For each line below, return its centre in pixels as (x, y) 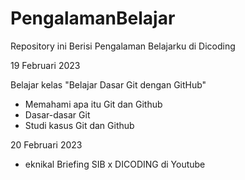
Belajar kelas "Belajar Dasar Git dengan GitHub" (108, 84)
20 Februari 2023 (46, 144)
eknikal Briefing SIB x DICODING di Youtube (115, 164)
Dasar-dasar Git (57, 114)
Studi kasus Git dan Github (79, 125)
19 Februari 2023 (45, 65)
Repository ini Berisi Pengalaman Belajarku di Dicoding (123, 46)
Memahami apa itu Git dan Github (93, 104)
